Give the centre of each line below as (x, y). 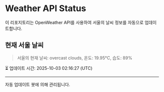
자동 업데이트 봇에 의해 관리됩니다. (38, 84)
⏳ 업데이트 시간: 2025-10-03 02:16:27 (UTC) (49, 68)
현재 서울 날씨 (24, 45)
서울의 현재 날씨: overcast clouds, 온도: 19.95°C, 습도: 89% (75, 58)
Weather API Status (46, 8)
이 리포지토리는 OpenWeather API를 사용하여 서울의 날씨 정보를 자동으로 (74, 22)
